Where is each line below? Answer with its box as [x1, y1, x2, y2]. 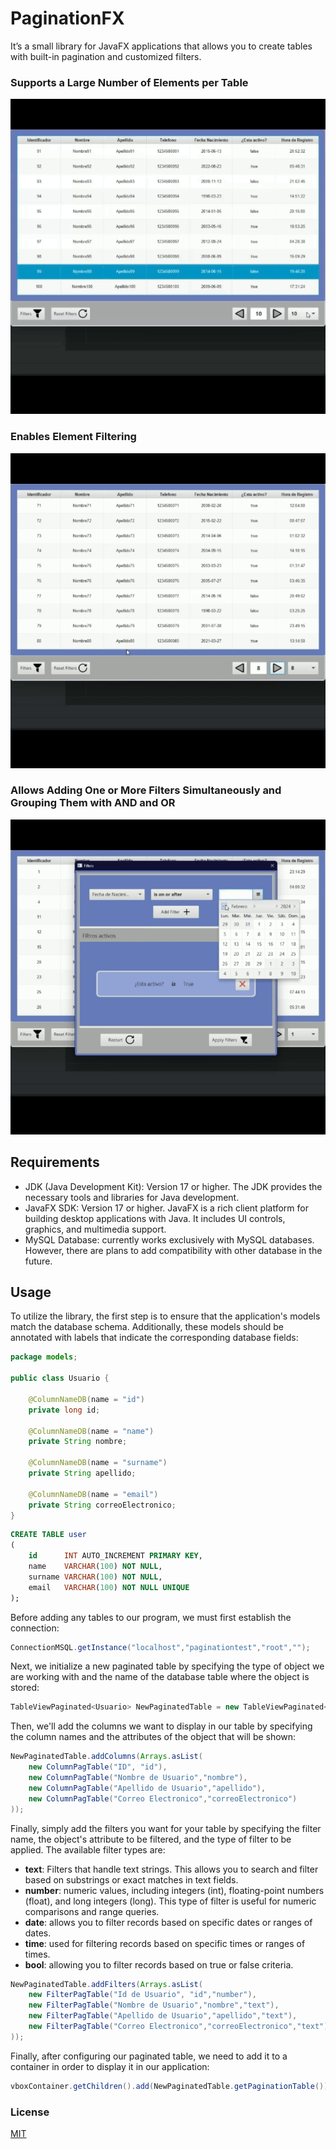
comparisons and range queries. [24, 1905, 160, 1917]
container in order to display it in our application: [10, 2060, 210, 2072]
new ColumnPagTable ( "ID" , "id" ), [28, 1762, 168, 1772]
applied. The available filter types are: [10, 1843, 166, 1856]
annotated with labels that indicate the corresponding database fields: [10, 1332, 299, 1344]
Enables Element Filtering [10, 430, 137, 444]
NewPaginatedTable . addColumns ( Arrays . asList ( [10, 1752, 203, 1762]
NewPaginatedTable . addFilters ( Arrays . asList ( [10, 1979, 203, 1989]
